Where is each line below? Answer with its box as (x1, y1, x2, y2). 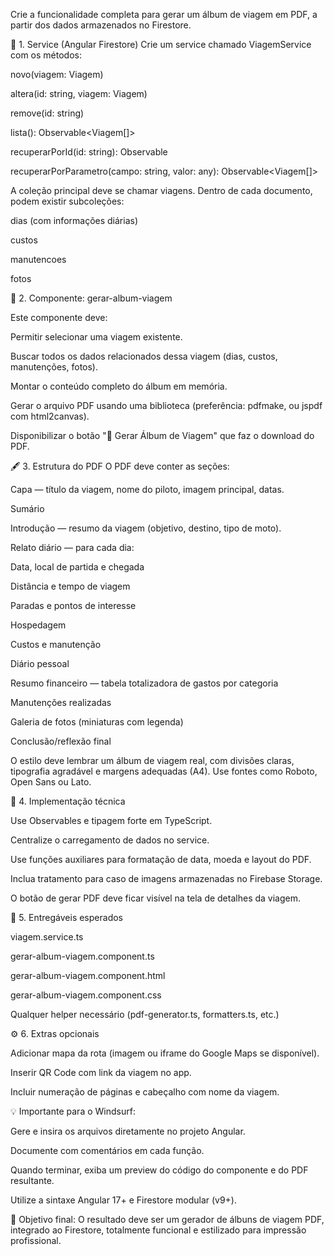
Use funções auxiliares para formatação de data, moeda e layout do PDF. (10, 854, 312, 865)
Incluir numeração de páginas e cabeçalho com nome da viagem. (10, 1086, 280, 1098)
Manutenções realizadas (10, 697, 112, 708)
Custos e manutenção (10, 639, 102, 650)
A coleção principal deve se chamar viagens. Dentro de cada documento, (10, 185, 313, 196)
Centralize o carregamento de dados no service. (10, 834, 210, 846)
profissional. (10, 1235, 62, 1246)
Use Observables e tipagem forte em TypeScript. (10, 815, 213, 826)
